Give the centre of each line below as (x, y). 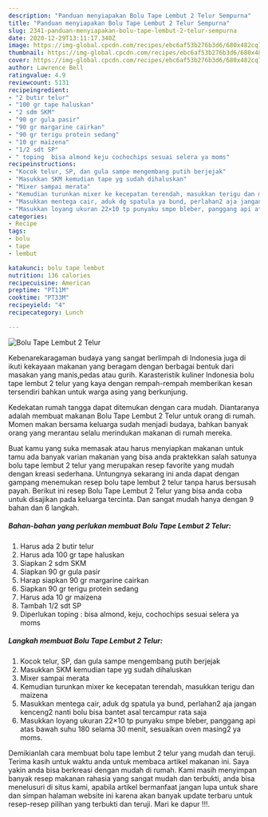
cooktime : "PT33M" (39, 298)
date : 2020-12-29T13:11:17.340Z (62, 38)
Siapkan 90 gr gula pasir (60, 572)
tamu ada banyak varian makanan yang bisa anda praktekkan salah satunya (132, 456)
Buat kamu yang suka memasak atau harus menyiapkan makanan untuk (126, 448)
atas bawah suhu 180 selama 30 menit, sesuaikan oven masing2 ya (130, 729)
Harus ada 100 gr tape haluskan (72, 554)
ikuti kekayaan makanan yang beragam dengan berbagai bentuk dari (121, 366)
